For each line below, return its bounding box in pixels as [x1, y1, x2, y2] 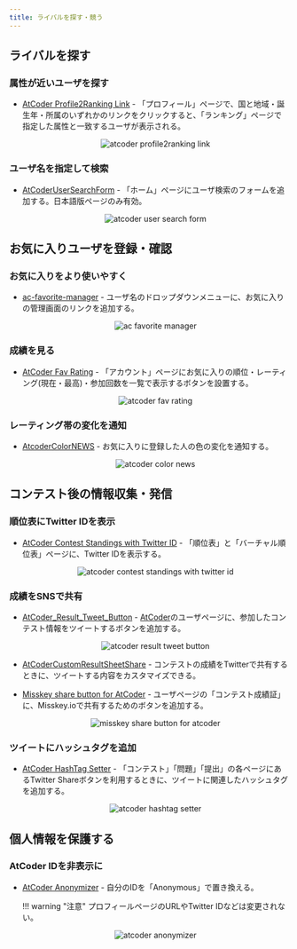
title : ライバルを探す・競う [9, 12, 104, 22]
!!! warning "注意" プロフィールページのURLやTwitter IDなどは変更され [21, 900, 278, 911]
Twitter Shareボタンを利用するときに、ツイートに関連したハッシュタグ [29, 774, 289, 786]
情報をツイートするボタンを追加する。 [45, 622, 186, 633]
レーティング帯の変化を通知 [9, 419, 127, 431]
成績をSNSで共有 [9, 589, 83, 602]
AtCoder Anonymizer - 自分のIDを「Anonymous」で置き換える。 [21, 882, 259, 892]
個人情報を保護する [9, 831, 114, 846]
